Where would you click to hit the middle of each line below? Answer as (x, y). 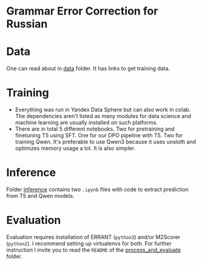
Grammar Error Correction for (82, 11)
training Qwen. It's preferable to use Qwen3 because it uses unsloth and (105, 142)
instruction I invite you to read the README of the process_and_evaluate (93, 250)
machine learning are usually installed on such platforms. (86, 123)
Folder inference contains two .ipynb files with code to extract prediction (98, 189)
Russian (27, 24)
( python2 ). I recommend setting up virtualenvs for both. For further (89, 243)
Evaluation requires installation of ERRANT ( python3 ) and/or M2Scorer (93, 237)
